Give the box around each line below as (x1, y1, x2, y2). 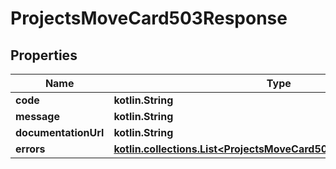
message (15, 110, 60, 123)
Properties (10, 47, 78, 64)
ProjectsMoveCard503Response (10, 7, 288, 30)
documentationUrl (15, 126, 105, 139)
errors (15, 142, 46, 156)
